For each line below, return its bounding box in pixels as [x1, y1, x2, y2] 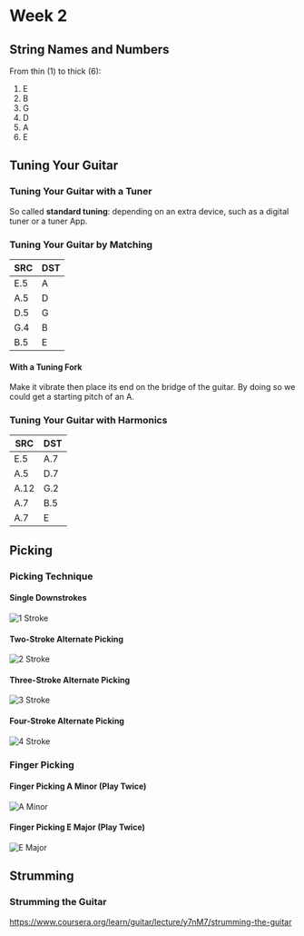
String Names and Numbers [9, 42, 170, 57]
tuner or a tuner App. [9, 215, 88, 226]
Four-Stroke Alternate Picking [9, 715, 125, 726]
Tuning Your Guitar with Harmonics [9, 414, 168, 427]
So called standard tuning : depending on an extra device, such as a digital [9, 205, 289, 216]
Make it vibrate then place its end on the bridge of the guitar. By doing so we [9, 382, 296, 393]
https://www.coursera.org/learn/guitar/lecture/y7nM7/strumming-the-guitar [9, 916, 292, 927]
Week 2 [9, 5, 68, 26]
